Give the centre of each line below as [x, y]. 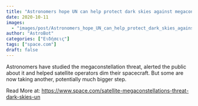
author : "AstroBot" [30, 34]
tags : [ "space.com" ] [32, 45]
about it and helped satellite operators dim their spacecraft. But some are [95, 73]
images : [16, 22]
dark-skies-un [23, 97]
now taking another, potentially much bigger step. [66, 79]
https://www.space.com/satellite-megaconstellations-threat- [115, 90]
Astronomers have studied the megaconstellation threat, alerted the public [96, 67]
